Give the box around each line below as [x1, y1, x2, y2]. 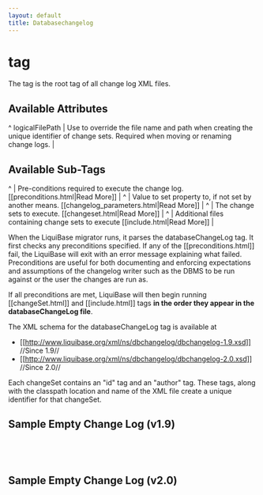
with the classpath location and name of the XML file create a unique [8, 387, 232, 396]
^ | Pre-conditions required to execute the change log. [8, 183, 184, 194]
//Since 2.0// [19, 363, 61, 372]
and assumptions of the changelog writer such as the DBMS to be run [8, 266, 235, 276]
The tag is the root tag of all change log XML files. [8, 79, 171, 89]
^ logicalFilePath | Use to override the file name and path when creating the [8, 123, 254, 133]
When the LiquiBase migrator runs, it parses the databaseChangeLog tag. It [8, 232, 254, 242]
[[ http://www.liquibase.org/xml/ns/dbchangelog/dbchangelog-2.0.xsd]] [19, 354, 253, 364]
